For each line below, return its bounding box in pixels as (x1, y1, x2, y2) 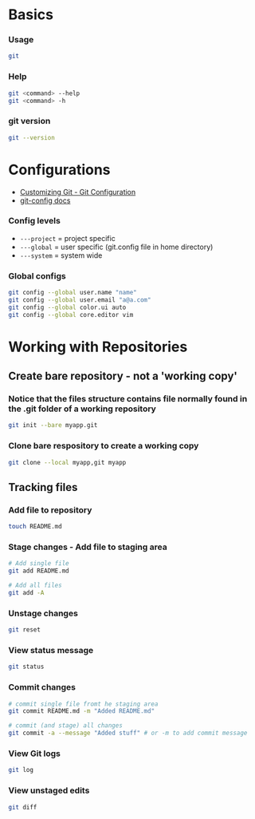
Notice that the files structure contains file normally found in (8, 394, 248, 405)
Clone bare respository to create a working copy (8, 441, 199, 452)
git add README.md (8, 567, 69, 576)
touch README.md (8, 523, 62, 531)
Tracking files (8, 481, 78, 494)
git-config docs (19, 196, 71, 205)
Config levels (8, 216, 61, 227)
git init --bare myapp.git (8, 421, 98, 429)
